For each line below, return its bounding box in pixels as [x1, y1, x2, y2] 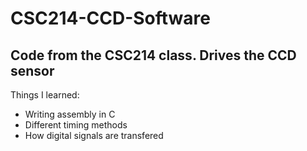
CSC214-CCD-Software [10, 7, 211, 30]
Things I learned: [10, 89, 80, 101]
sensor [10, 62, 55, 79]
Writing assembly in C [24, 108, 116, 120]
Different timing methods [24, 119, 128, 131]
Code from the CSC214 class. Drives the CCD [10, 47, 297, 64]
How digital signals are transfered [24, 130, 164, 141]
